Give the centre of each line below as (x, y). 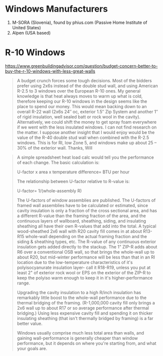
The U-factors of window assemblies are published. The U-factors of (86, 200)
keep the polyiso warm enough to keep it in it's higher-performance (85, 278)
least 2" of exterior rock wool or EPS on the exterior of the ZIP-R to (84, 272)
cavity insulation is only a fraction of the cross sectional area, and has (87, 210)
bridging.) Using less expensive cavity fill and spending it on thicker (85, 313)
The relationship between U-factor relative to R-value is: (73, 181)
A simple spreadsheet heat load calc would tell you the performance (85, 157)
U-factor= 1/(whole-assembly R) (49, 190)
